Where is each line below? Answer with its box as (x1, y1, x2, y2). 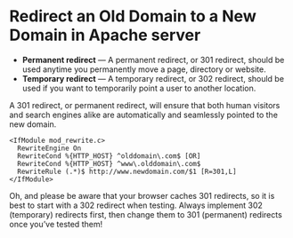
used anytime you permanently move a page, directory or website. (21, 64, 266, 75)
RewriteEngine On (17, 144, 82, 153)
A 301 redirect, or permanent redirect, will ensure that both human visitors (9, 99, 281, 110)
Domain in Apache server (9, 25, 201, 45)
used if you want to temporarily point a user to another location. (21, 83, 256, 93)
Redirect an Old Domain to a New (9, 6, 256, 27)
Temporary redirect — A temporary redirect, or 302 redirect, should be (21, 73, 285, 83)
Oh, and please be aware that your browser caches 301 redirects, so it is (9, 190, 275, 201)
